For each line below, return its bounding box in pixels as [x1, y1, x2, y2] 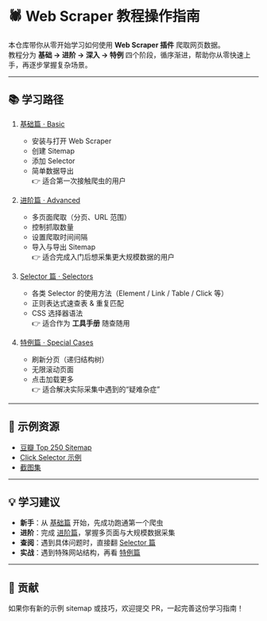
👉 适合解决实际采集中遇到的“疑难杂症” [31, 384, 161, 394]
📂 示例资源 [8, 420, 60, 434]
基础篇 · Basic [19, 119, 65, 128]
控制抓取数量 [31, 222, 74, 232]
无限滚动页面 [31, 364, 74, 374]
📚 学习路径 [8, 93, 64, 107]
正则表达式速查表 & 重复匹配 [31, 298, 125, 307]
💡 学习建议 [8, 495, 60, 509]
